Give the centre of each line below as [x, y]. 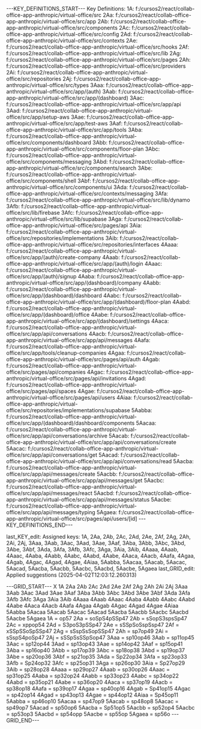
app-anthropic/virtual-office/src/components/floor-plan [75, 149]
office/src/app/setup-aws [38, 117]
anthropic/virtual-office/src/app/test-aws [57, 123]
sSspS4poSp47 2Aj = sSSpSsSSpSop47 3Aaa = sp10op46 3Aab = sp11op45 [100, 637]
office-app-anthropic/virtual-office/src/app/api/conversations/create [91, 442]
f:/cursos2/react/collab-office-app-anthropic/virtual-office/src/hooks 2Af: [98, 47]
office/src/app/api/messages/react [49, 493]
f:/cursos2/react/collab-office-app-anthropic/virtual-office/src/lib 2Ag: [94, 53]
